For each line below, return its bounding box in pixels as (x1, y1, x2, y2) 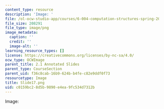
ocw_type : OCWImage (5, 57, 45, 62)
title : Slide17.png (5, 80, 45, 85)
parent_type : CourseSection (5, 67, 62, 72)
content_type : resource (5, 7, 54, 12)
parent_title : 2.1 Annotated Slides (5, 62, 80, 67)
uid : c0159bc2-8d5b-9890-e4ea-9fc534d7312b (5, 84, 95, 90)
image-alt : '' (9, 44, 38, 49)
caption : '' (9, 35, 34, 40)
